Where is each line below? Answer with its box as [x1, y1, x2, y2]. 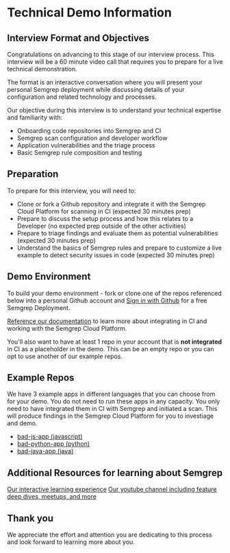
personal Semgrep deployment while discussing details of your [7, 86, 185, 93]
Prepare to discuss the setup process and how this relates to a [16, 214, 194, 222]
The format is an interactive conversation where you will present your [7, 78, 203, 86]
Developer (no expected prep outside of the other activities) [16, 222, 186, 230]
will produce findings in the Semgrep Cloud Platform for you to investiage [7, 412, 214, 420]
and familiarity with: [7, 113, 63, 121]
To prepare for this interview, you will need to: [7, 187, 136, 195]
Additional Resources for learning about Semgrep [7, 467, 223, 478]
